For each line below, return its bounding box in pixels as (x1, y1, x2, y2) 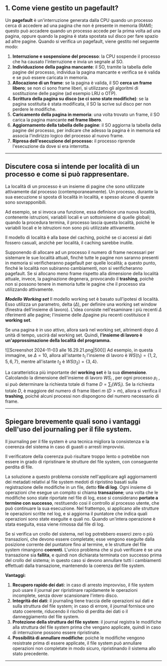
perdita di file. (5, 464, 34, 470)
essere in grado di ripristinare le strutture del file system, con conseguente (5, 458, 158, 464)
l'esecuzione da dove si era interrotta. (12, 143, 90, 149)
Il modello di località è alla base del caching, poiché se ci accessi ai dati (5, 234, 152, 240)
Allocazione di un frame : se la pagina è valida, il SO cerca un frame (12, 80, 153, 86)
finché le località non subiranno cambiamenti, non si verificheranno (5, 265, 143, 271)
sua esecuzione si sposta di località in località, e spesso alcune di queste (5, 194, 155, 200)
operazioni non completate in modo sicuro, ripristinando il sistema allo (12, 645, 156, 651)
